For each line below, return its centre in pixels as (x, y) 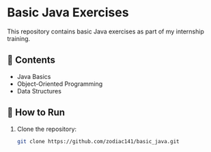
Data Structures (39, 91)
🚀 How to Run (36, 113)
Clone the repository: (47, 129)
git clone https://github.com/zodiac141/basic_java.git (98, 141)
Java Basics (34, 76)
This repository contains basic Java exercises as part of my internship (106, 31)
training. (19, 38)
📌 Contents (31, 60)
